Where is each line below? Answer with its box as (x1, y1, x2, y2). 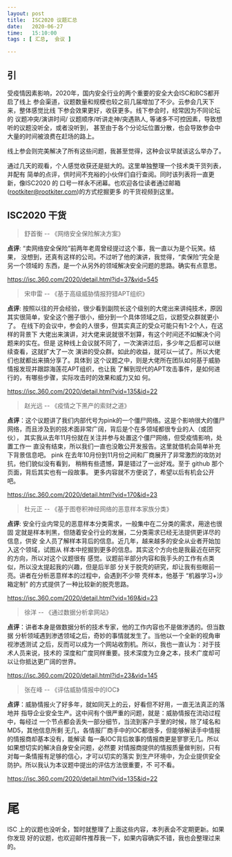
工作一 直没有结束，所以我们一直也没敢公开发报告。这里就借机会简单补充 (12, 442, 221, 450)
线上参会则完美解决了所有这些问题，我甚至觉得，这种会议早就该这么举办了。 (7, 147, 225, 155)
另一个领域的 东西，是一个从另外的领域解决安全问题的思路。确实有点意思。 (7, 261, 221, 270)
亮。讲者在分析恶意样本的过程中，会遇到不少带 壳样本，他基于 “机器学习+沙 (7, 571, 223, 580)
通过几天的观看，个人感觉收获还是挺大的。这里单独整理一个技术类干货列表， (7, 161, 225, 169)
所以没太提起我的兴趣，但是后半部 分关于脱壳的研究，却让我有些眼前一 (19, 562, 221, 571)
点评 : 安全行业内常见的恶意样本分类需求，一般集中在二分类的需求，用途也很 (7, 519, 222, 528)
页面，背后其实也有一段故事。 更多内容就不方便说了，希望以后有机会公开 (7, 468, 215, 476)
